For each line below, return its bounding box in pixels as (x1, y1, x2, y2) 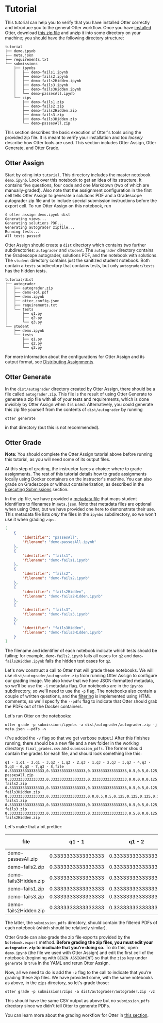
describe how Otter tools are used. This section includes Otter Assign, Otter (5, 139, 157, 145)
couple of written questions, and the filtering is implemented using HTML (5, 693, 151, 699)
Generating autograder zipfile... (5, 225, 75, 230)
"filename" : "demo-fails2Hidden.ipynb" (22, 594, 103, 598)
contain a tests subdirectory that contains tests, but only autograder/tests (5, 262, 155, 268)
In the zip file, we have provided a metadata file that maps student (5, 496, 137, 502)
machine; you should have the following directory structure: (5, 35, 125, 41)
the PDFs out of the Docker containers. (5, 703, 83, 710)
